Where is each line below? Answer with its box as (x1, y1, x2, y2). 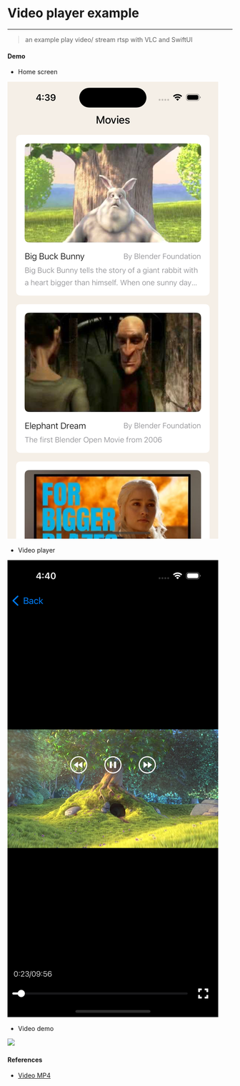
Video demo (17, 1025, 54, 1033)
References (7, 1055, 43, 1064)
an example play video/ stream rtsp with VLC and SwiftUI (24, 35, 193, 44)
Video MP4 (17, 1071, 51, 1080)
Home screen (17, 68, 58, 76)
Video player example (7, 5, 139, 21)
